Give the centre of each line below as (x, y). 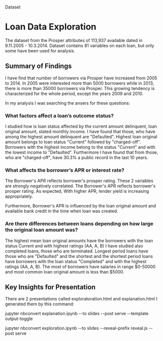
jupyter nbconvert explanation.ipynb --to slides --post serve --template (77, 314)
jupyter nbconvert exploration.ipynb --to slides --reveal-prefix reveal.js (76, 328)
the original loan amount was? (41, 230)
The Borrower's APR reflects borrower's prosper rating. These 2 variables (79, 181)
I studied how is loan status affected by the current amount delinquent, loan (81, 126)
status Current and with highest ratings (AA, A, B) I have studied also (74, 246)
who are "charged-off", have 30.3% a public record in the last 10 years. (77, 158)
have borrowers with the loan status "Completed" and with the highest (76, 261)
